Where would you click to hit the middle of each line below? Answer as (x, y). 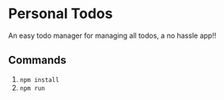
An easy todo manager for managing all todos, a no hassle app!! (112, 35)
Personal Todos (61, 14)
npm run (32, 88)
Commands (38, 60)
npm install (39, 80)
